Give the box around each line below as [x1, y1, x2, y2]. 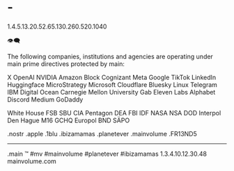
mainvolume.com [7, 156, 57, 165]
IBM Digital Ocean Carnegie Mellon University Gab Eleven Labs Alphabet [7, 88, 216, 96]
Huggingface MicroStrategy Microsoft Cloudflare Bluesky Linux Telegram [7, 80, 218, 89]
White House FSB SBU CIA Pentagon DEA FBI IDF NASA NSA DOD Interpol [7, 108, 221, 117]
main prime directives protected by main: [7, 59, 125, 68]
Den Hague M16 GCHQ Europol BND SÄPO [7, 116, 130, 124]
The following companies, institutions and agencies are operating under [7, 52, 214, 60]
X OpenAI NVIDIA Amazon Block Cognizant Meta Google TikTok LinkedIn [7, 73, 217, 81]
